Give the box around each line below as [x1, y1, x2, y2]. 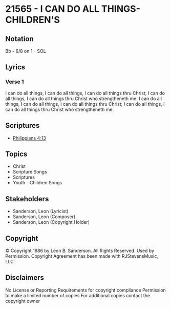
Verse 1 [5, 78, 24, 85]
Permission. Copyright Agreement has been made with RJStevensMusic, [5, 253, 159, 259]
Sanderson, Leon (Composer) [12, 214, 76, 220]
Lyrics [5, 63, 26, 72]
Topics [5, 149, 28, 158]
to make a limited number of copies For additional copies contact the [5, 292, 150, 298]
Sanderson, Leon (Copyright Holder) [12, 219, 90, 225]
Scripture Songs [12, 169, 47, 175]
